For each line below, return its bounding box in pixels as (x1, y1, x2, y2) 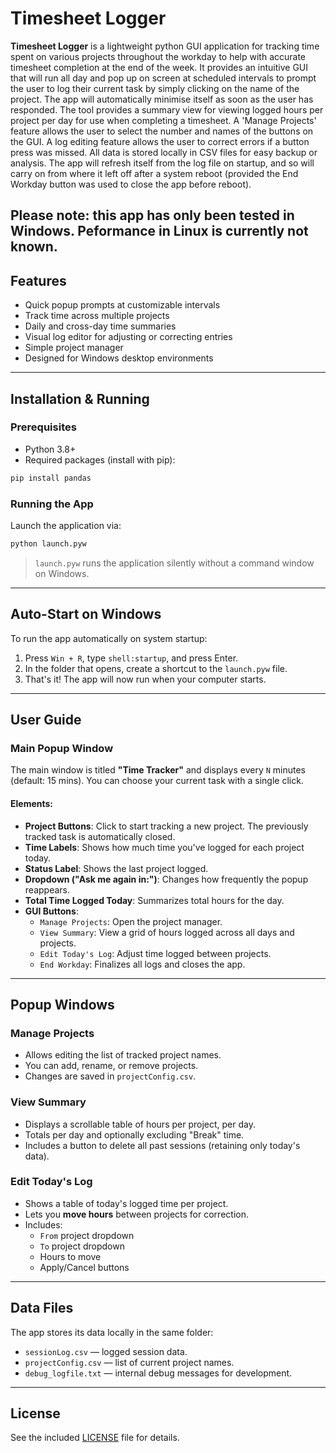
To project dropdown (39, 1240, 125, 1252)
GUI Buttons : (24, 905, 79, 917)
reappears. (24, 883, 70, 896)
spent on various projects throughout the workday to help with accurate (10, 50, 307, 62)
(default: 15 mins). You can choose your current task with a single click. (10, 775, 304, 787)
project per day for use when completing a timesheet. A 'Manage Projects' (10, 114, 317, 126)
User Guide (10, 712, 82, 729)
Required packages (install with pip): (24, 453, 176, 466)
